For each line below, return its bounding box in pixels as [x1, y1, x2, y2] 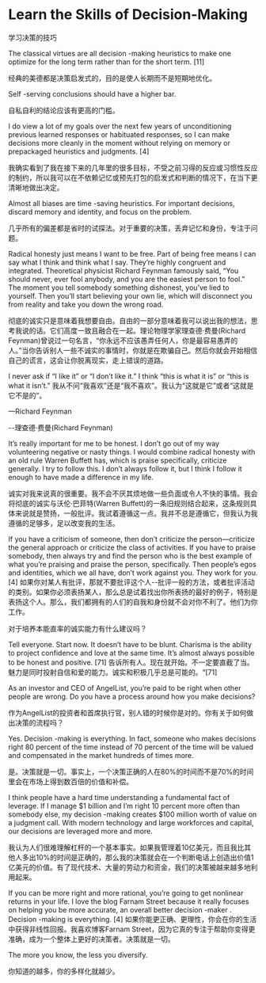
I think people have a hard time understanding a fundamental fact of [8, 792, 230, 802]
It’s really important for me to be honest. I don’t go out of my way [8, 438, 220, 448]
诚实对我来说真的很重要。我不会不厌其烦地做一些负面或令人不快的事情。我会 [8, 489, 258, 498]
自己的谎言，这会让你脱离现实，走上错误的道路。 [8, 355, 168, 365]
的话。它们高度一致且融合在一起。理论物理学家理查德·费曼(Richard [28, 326, 246, 335]
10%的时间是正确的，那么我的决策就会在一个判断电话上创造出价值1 [35, 852, 254, 862]
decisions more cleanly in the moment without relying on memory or [8, 138, 231, 147]
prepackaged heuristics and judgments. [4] [8, 147, 150, 156]
